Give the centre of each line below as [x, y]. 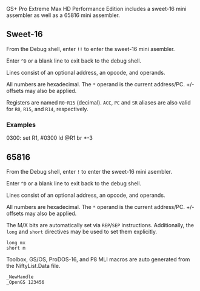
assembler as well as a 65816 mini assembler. [63, 15]
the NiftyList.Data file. [33, 265]
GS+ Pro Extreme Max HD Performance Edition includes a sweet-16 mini [96, 9]
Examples [21, 125]
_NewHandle [20, 277]
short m [16, 248]
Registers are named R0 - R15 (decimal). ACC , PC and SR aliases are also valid [98, 102]
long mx [16, 242]
